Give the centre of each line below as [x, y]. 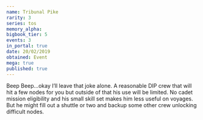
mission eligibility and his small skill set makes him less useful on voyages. [100, 99]
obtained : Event [27, 57]
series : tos [21, 23]
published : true [27, 69]
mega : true [20, 63]
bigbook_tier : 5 [27, 35]
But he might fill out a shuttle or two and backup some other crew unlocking [101, 105]
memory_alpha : [24, 29]
